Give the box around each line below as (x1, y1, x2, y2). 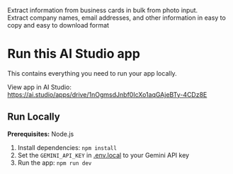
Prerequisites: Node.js (7, 129, 74, 138)
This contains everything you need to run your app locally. (7, 69, 177, 77)
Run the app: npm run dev (17, 158, 92, 167)
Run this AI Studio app (7, 46, 140, 62)
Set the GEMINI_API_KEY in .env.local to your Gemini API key (17, 151, 190, 159)
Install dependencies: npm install (17, 143, 117, 151)
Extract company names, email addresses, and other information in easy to (7, 13, 227, 22)
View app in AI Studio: (7, 83, 72, 91)
